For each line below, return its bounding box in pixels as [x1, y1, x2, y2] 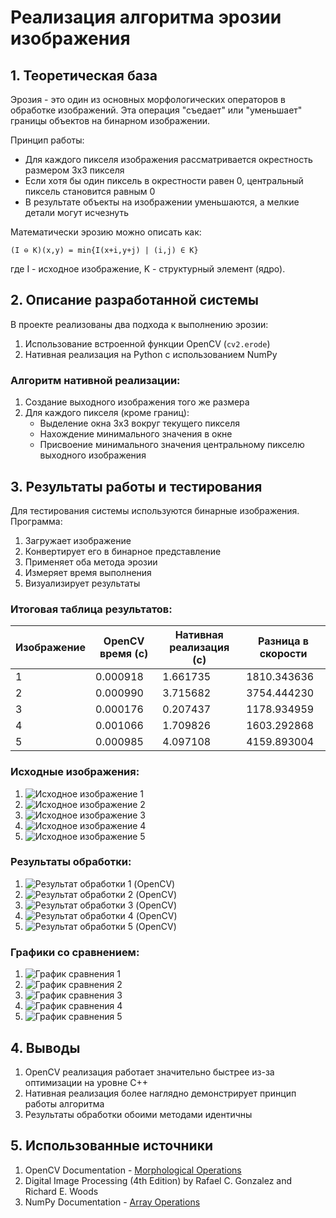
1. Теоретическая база [10, 67, 158, 84]
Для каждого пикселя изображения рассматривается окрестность [24, 154, 313, 165]
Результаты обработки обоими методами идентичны [24, 1108, 253, 1120]
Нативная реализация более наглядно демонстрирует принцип [24, 1087, 297, 1099]
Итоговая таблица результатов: [10, 602, 173, 616]
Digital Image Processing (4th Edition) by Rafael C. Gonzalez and [24, 1174, 293, 1186]
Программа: [10, 515, 63, 527]
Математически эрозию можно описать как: [10, 226, 202, 238]
